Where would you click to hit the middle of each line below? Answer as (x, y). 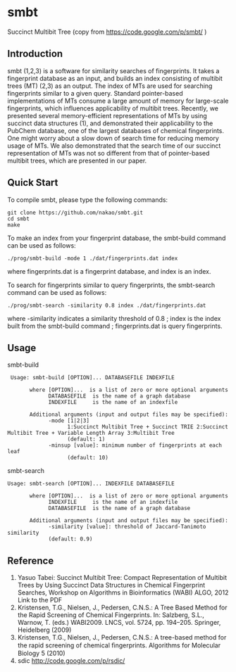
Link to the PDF (40, 600)
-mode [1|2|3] (69, 421)
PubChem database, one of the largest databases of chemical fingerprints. (116, 130)
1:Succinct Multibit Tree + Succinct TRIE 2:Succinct (148, 427)
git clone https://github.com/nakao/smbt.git (75, 213)
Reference (31, 560)
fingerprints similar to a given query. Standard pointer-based (95, 93)
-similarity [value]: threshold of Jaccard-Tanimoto (127, 527)
